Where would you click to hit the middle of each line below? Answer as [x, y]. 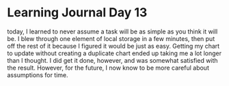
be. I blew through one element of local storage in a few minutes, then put [111, 38]
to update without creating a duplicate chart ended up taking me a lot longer [114, 53]
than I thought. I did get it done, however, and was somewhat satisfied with [112, 60]
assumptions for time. [38, 75]
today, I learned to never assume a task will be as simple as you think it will [112, 31]
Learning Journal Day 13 [77, 13]
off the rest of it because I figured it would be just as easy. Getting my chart [113, 46]
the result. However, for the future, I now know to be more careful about [108, 68]
